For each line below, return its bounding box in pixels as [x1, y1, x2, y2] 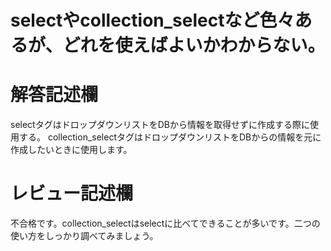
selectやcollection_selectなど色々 [10, 9, 295, 32]
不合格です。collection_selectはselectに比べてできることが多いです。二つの [10, 217, 321, 230]
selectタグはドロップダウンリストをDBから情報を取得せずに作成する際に [10, 119, 310, 131]
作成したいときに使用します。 [10, 144, 133, 156]
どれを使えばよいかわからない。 [62, 34, 326, 57]
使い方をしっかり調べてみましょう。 [10, 230, 159, 242]
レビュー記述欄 [10, 182, 134, 205]
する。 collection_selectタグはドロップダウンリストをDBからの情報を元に [18, 131, 322, 143]
